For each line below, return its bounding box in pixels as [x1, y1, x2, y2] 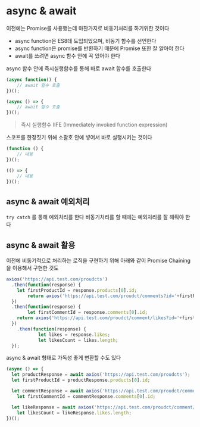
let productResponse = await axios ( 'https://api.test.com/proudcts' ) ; [11, 372, 190, 378]
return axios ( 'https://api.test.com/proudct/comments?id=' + [27, 293, 180, 299]
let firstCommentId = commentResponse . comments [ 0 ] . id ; [17, 393, 156, 400]
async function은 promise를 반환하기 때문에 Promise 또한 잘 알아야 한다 [14, 45, 185, 52]
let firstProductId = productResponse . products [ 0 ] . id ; [11, 377, 151, 384]
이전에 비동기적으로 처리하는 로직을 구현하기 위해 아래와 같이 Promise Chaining [6, 257, 191, 264]
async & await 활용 [6, 240, 76, 250]
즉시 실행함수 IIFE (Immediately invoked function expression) [20, 121, 168, 129]
